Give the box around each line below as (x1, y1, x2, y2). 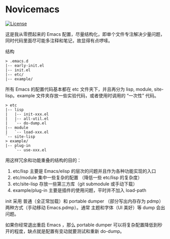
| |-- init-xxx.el (5, 112, 50, 117)
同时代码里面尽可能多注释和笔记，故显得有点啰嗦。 (5, 37, 113, 44)
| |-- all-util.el (5, 116, 50, 121)
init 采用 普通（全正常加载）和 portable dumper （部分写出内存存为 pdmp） (5, 198, 164, 204)
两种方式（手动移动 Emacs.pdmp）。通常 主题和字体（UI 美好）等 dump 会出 (5, 204, 165, 210)
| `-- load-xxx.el (5, 129, 50, 135)
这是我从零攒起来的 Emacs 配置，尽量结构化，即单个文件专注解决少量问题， (5, 31, 165, 37)
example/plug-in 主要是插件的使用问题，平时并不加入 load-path (12, 187, 147, 193)
